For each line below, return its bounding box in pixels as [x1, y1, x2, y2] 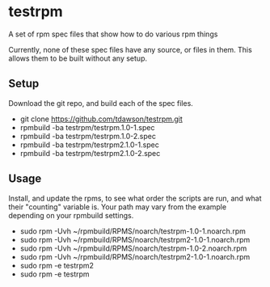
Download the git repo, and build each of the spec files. [8, 98, 194, 108]
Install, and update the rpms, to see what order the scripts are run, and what [8, 193, 262, 203]
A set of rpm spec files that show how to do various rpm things [8, 29, 218, 39]
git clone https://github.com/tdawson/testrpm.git [19, 114, 184, 124]
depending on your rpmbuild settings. [8, 210, 134, 220]
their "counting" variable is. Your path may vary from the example [8, 201, 227, 212]
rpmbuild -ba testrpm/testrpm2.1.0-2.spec [19, 148, 161, 158]
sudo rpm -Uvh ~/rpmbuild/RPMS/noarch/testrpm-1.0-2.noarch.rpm [19, 243, 247, 253]
